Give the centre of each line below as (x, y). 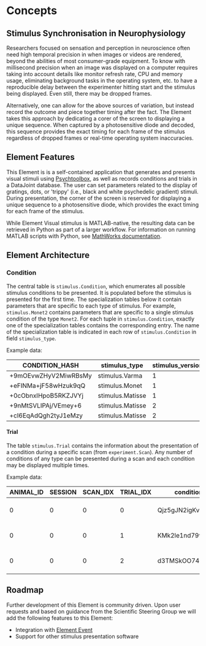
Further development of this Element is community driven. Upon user (93, 605)
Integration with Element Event (54, 629)
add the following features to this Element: (60, 618)
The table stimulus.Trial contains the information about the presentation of (103, 446)
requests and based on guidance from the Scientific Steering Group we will (101, 611)
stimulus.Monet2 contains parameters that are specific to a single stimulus (100, 312)
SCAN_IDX (98, 492)
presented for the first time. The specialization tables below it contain (94, 299)
